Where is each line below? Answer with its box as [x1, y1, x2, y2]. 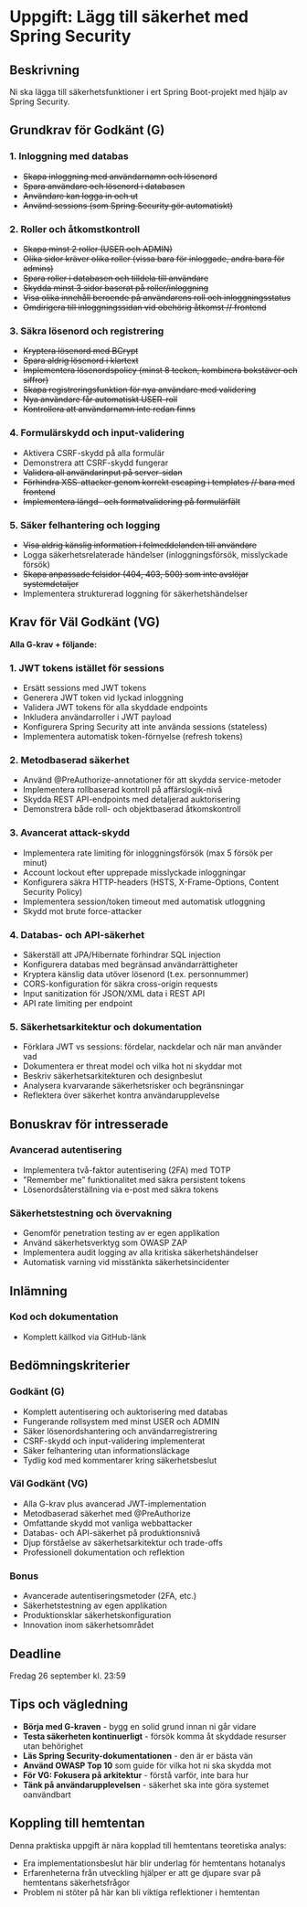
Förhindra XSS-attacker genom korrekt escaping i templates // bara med [22, 476, 295, 487]
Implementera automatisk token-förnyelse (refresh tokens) [22, 730, 244, 741]
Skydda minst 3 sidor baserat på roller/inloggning [22, 282, 209, 293]
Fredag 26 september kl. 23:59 [9, 1670, 126, 1681]
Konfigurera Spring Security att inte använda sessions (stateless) [22, 720, 268, 732]
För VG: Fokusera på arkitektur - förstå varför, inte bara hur [22, 1769, 249, 1780]
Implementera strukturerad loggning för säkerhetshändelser [22, 588, 249, 599]
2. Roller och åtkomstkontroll [9, 222, 140, 235]
